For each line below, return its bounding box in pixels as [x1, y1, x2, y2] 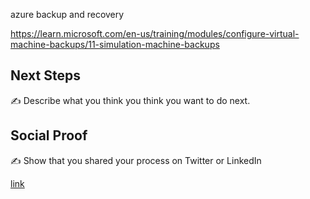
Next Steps [10, 67, 81, 84]
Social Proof [10, 127, 88, 144]
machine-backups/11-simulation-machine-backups [10, 39, 220, 50]
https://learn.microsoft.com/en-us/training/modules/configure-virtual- [10, 28, 300, 39]
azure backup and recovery [10, 9, 125, 20]
